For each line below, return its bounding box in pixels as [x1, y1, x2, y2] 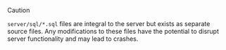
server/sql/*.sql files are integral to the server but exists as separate [7, 20, 211, 27]
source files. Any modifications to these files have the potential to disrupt [7, 27, 220, 35]
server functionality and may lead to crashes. [7, 35, 139, 43]
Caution [7, 6, 30, 14]
